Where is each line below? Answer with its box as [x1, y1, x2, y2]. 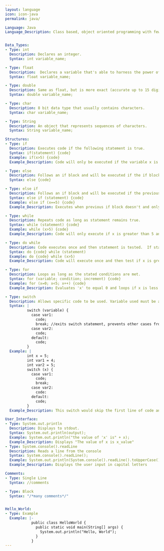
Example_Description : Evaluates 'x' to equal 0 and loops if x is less [9, 286, 159, 290]
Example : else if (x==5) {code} [9, 200, 76, 205]
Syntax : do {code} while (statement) [9, 249, 86, 254]
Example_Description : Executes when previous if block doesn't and [9, 204, 150, 209]
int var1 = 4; [26, 358, 56, 363]
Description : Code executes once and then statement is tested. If [9, 245, 152, 250]
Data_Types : [5, 43, 29, 48]
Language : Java [5, 25, 36, 30]
